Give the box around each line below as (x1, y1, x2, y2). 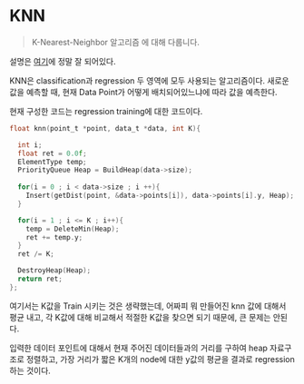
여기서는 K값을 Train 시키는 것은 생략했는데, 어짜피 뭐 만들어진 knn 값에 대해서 (9, 300, 287, 311)
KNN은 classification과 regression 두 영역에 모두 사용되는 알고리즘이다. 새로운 (9, 74, 289, 86)
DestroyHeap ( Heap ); (17, 266, 92, 275)
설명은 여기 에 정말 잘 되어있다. (9, 55, 116, 66)
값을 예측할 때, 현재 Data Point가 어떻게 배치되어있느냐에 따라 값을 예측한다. (9, 86, 279, 97)
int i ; (17, 140, 43, 150)
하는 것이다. (9, 365, 52, 376)
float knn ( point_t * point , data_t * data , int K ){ (9, 123, 201, 133)
